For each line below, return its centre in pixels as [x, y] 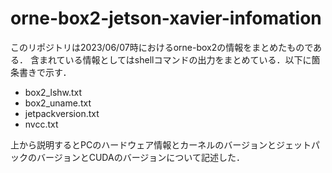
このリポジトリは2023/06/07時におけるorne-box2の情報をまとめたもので [162, 47]
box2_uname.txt [58, 103]
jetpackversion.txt [62, 113]
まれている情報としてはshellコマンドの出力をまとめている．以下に [175, 59]
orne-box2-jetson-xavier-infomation [166, 18]
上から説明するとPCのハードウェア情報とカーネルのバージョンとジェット [161, 144]
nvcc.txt [41, 124]
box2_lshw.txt [53, 92]
